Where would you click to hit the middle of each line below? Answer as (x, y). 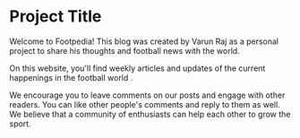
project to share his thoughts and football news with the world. (124, 50)
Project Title (56, 17)
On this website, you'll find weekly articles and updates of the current (137, 68)
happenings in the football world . (71, 77)
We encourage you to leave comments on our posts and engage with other (147, 95)
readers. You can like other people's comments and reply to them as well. (145, 104)
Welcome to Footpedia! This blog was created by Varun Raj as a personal (144, 41)
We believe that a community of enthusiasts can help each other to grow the (150, 114)
